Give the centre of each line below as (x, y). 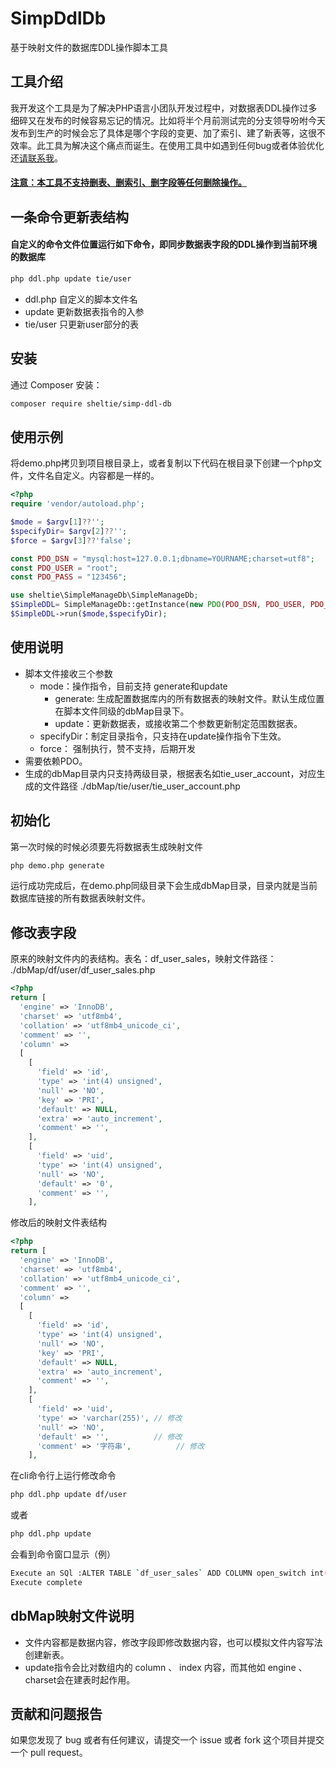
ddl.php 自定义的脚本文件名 (81, 299)
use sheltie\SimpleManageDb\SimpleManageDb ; (104, 595)
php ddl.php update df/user (69, 1495)
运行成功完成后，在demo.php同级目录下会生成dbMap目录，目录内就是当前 (164, 886)
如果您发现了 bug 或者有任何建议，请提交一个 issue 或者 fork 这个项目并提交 (167, 1740)
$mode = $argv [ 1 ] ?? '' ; (57, 522)
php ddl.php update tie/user (71, 278)
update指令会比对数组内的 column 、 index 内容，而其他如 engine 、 (166, 1667)
